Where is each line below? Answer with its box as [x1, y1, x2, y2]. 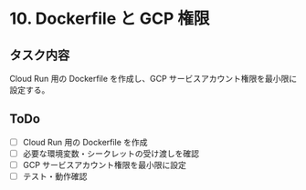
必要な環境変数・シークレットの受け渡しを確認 [22, 147, 199, 159]
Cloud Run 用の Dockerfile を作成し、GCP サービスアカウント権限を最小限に [9, 74, 298, 84]
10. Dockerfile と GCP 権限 [9, 8, 210, 29]
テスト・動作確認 [22, 171, 88, 182]
